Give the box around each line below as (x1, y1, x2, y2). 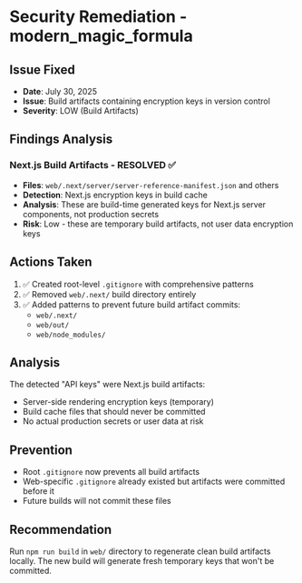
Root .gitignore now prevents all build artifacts (22, 467, 200, 477)
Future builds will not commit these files (22, 496, 171, 507)
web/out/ (35, 320, 70, 329)
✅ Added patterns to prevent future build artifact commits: (22, 298, 241, 310)
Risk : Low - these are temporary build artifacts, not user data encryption (22, 218, 294, 229)
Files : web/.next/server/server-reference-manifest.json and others (22, 179, 279, 190)
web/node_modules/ (35, 330, 106, 339)
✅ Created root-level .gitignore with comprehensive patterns (22, 278, 254, 289)
